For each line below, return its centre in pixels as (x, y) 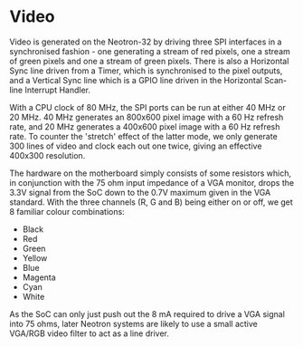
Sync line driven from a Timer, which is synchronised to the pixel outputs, (146, 71)
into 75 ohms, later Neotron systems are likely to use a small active (133, 323)
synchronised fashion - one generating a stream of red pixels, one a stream (150, 51)
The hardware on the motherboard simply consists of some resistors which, (151, 173)
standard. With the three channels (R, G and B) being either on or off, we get (151, 202)
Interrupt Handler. (58, 90)
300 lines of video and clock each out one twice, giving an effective (136, 146)
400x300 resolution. (47, 155)
